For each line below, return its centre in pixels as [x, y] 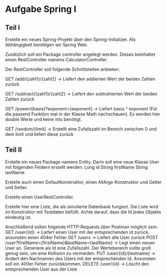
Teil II [14, 150]
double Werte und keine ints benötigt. [43, 119]
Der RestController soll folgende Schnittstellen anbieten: [63, 69]
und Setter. [16, 187]
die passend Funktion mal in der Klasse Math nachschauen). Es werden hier [83, 114]
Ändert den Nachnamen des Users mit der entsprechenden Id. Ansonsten [81, 258]
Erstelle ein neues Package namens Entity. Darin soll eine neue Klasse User [82, 162]
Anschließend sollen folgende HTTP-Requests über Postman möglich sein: [82, 227]
